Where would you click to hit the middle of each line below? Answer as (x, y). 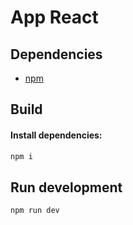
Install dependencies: (56, 135)
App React (54, 17)
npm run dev (35, 211)
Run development (66, 187)
